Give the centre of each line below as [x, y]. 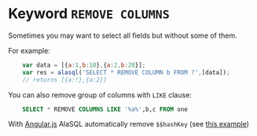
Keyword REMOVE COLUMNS [89, 14]
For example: [29, 50]
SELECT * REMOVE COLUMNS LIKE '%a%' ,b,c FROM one [105, 109]
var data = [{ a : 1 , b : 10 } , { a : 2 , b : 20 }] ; [84, 65]
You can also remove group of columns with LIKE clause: [100, 94]
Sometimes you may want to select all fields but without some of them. [123, 35]
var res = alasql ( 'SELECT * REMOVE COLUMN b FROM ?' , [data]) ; [126, 72]
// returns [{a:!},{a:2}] [65, 79]
